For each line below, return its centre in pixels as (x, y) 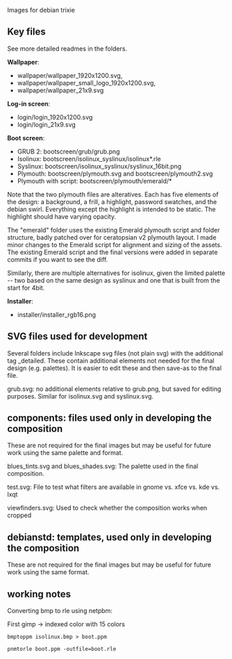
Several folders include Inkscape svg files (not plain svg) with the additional (115, 353)
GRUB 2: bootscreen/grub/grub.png (68, 151)
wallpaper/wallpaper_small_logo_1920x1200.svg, (86, 83)
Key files (27, 32)
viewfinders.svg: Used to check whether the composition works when (107, 508)
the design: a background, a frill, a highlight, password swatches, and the (112, 201)
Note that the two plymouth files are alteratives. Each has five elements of (113, 194)
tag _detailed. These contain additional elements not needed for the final (111, 360)
